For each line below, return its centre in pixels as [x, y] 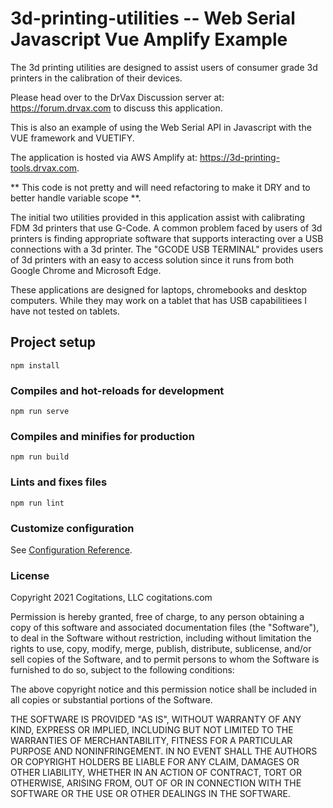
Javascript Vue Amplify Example [149, 39]
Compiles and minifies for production [102, 436]
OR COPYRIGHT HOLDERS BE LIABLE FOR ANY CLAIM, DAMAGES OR [155, 762]
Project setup [53, 342]
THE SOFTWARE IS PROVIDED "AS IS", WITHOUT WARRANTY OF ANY [156, 719]
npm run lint [37, 503]
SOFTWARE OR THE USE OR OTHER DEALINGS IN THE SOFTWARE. [150, 794]
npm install [35, 365]
